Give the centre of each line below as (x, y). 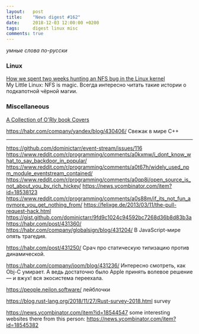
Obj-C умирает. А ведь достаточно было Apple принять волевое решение (99, 272)
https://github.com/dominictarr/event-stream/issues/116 (74, 148)
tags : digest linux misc (42, 28)
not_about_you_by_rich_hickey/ (44, 186)
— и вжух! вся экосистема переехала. (55, 278)
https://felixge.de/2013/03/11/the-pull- (130, 204)
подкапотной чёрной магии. (42, 91)
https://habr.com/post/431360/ (44, 223)
